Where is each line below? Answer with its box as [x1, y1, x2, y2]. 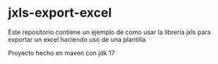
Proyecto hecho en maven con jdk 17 [8, 49, 115, 57]
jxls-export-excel [8, 5, 112, 21]
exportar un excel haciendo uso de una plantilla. [8, 35, 147, 43]
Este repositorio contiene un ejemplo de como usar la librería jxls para [8, 28, 211, 36]
